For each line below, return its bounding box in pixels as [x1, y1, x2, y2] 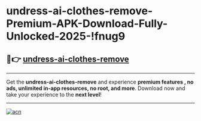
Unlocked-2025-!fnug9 [6, 30, 126, 43]
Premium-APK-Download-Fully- [6, 17, 168, 30]
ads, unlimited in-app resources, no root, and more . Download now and [6, 85, 185, 92]
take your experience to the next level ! [6, 91, 102, 98]
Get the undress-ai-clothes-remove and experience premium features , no [6, 79, 194, 85]
